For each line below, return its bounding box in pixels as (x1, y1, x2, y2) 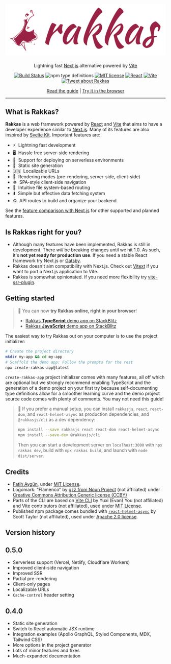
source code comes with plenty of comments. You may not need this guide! (5, 396, 164, 402)
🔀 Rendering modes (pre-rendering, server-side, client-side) (12, 174, 141, 180)
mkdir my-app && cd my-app (5, 354, 63, 359)
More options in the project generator (12, 642, 92, 648)
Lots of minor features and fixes (12, 647, 80, 653)
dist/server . (17, 453, 45, 459)
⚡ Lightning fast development (12, 142, 76, 148)
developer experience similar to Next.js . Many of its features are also (5, 127, 150, 133)
